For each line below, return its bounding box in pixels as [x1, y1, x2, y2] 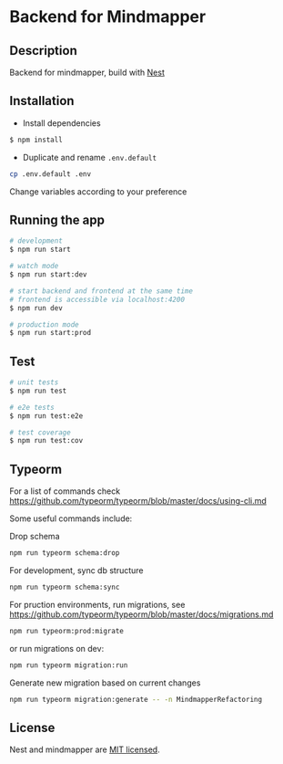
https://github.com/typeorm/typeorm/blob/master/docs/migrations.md [9, 609, 274, 620]
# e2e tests [9, 403, 55, 412]
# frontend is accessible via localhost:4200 [9, 295, 185, 304]
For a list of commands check [9, 486, 121, 497]
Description [9, 43, 77, 58]
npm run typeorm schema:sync [9, 582, 120, 591]
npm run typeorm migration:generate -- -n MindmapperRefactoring [9, 695, 262, 704]
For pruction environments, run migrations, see [9, 599, 186, 610]
